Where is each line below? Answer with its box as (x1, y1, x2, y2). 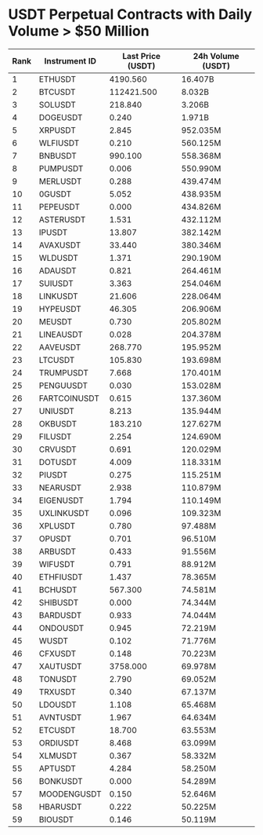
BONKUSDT (38, 775, 84, 786)
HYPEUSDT (38, 303, 82, 314)
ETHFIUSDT (38, 571, 84, 582)
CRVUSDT (38, 444, 77, 455)
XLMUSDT (38, 750, 77, 761)
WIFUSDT (38, 558, 76, 569)
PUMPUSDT (38, 163, 84, 174)
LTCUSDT (38, 354, 75, 365)
